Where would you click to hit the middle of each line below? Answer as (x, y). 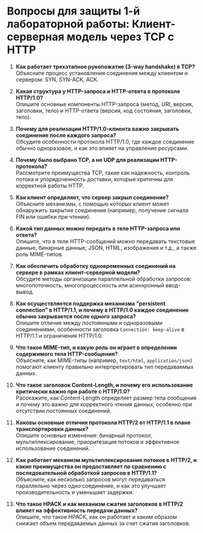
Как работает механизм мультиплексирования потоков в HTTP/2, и (106, 460)
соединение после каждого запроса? (66, 135)
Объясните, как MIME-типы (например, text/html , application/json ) (104, 360)
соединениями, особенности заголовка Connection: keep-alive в (100, 329)
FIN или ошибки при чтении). (53, 216)
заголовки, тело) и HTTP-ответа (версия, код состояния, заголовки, (104, 110)
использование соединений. (53, 448)
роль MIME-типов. (39, 254)
